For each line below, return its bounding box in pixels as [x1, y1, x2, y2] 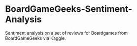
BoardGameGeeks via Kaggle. [5, 35, 66, 41]
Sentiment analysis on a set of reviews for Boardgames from [5, 30, 128, 36]
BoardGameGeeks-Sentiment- [5, 3, 133, 15]
